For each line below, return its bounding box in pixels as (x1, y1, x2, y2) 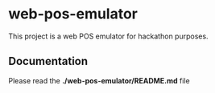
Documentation (8, 55, 89, 68)
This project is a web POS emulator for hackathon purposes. (8, 31, 209, 41)
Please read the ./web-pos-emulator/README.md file (8, 75, 191, 85)
